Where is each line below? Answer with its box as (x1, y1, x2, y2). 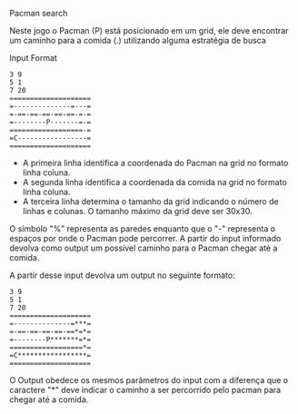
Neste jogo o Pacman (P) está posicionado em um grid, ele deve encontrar (9, 25, 289, 35)
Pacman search (9, 8, 68, 18)
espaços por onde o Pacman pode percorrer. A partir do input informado (9, 233, 282, 243)
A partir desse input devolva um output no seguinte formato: (9, 270, 235, 281)
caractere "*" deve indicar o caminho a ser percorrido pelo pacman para (9, 385, 282, 395)
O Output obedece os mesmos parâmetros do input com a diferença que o (9, 375, 289, 385)
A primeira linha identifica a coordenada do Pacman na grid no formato (22, 158, 289, 168)
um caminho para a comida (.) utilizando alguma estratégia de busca (9, 35, 266, 45)
